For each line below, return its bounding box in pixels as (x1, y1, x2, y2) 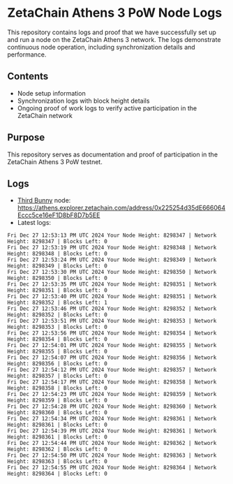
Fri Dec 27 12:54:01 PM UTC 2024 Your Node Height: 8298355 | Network (7, 342, 217, 349)
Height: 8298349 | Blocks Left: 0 (7, 263, 108, 270)
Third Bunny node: (17, 196, 71, 205)
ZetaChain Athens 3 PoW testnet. (7, 157, 103, 166)
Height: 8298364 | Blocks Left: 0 (7, 470, 108, 478)
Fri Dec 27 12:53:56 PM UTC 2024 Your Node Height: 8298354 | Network (7, 330, 217, 337)
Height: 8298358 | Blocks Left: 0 (7, 385, 108, 392)
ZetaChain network (17, 111, 73, 119)
